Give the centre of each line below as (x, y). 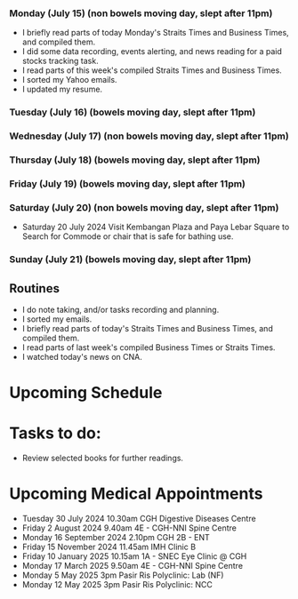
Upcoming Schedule (86, 393)
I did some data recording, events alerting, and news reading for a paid (152, 52)
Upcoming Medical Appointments (136, 494)
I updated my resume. (62, 89)
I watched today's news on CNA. (82, 357)
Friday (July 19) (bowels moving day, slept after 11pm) (128, 183)
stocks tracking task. (60, 61)
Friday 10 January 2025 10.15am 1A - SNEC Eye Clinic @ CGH (134, 556)
